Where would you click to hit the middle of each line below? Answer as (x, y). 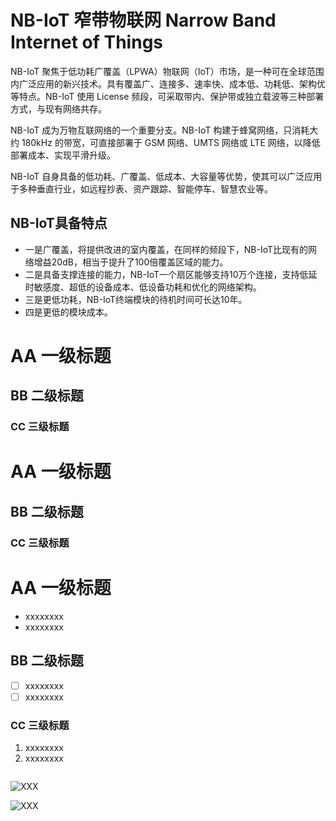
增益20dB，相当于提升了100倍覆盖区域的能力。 (131, 262)
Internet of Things (87, 42)
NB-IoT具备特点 (59, 223)
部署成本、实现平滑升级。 (63, 155)
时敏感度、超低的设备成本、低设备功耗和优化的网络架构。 (143, 287)
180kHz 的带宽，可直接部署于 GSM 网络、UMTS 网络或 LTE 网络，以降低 (171, 142)
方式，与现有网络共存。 (58, 108)
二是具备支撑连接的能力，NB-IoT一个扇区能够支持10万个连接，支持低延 (171, 274)
